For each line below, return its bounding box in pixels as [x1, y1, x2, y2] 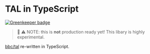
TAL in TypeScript [5, 3, 79, 15]
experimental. [17, 34, 45, 40]
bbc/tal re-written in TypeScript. [5, 43, 70, 49]
